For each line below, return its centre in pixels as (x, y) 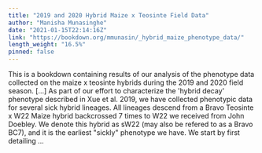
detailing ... (26, 141)
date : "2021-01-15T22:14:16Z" (58, 30)
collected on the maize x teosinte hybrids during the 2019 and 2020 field (126, 82)
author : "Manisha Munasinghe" (58, 23)
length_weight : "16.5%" (47, 45)
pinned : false (31, 52)
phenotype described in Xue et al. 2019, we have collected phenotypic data (131, 99)
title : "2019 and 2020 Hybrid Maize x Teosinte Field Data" (109, 15)
